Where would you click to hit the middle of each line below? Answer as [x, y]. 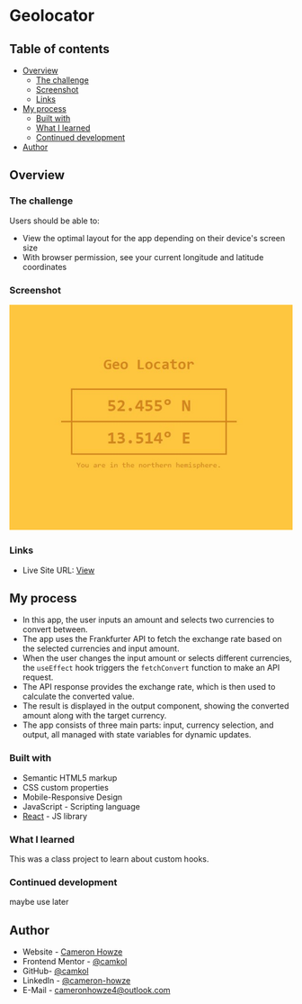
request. [38, 677]
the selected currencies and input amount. [101, 648]
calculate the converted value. [78, 696]
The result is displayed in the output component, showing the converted [155, 706]
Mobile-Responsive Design [72, 797]
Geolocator [52, 16]
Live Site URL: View [58, 570]
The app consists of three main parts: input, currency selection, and [148, 725]
